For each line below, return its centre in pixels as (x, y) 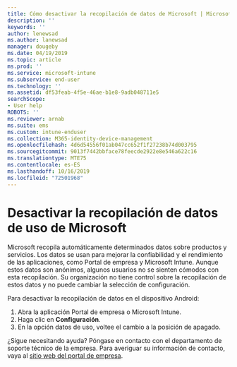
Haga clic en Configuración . (59, 320)
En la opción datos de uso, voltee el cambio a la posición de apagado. (119, 327)
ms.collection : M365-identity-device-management (80, 138)
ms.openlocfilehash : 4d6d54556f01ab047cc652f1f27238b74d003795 (102, 145)
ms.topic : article (34, 60)
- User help (25, 106)
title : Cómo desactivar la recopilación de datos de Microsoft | (105, 14)
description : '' (31, 20)
